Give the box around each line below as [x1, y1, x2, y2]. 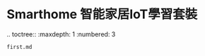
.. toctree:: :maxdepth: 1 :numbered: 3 [6, 29, 116, 38]
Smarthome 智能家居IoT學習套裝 [6, 6, 198, 22]
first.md [6, 43, 33, 50]
